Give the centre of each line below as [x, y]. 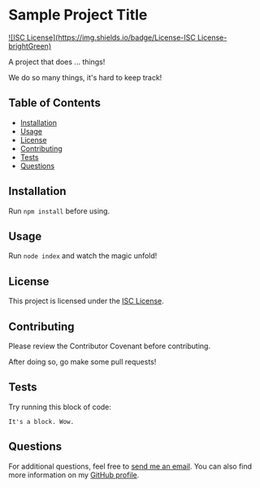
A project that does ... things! [57, 62]
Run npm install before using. [59, 211]
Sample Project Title [78, 15]
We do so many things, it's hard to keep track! [85, 77]
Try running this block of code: [60, 407]
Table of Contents [55, 103]
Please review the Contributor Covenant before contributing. [110, 346]
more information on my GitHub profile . [74, 475]
